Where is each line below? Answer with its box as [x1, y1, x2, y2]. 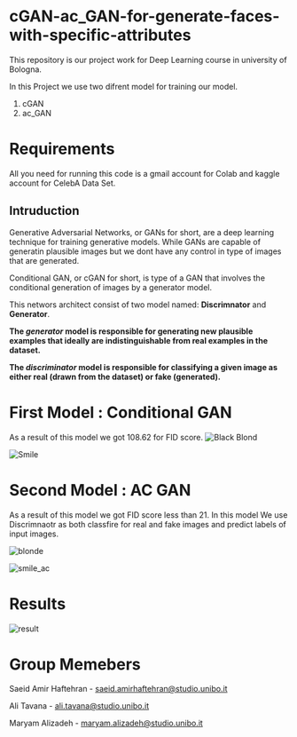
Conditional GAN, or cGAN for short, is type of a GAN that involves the [9, 273, 266, 283]
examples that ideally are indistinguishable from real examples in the [9, 335, 269, 345]
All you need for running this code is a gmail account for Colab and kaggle [9, 168, 280, 178]
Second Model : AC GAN [9, 479, 191, 500]
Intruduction [9, 203, 80, 218]
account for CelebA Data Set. [9, 178, 116, 188]
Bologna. [9, 64, 43, 75]
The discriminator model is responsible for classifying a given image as [9, 361, 277, 372]
